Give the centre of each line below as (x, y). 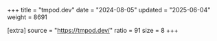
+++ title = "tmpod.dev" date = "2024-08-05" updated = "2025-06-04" (109, 10)
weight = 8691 (27, 17)
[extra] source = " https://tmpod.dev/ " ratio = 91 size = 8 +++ (93, 30)
